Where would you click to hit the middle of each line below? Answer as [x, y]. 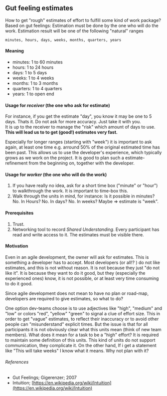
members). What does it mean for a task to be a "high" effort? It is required [82, 335]
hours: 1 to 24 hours [33, 67]
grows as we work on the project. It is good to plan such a [65, 158]
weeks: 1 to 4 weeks [33, 78]
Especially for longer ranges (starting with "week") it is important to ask [79, 142]
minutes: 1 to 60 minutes [38, 62]
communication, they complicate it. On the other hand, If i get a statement [81, 345]
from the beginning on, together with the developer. [82, 163]
